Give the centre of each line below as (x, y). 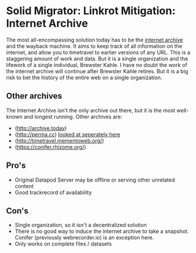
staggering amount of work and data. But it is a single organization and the (97, 59)
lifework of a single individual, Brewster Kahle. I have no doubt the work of (97, 65)
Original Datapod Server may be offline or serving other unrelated (95, 180)
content (24, 186)
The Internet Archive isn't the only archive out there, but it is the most (91, 110)
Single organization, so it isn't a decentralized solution (81, 225)
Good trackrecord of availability (53, 192)
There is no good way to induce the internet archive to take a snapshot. (102, 231)
